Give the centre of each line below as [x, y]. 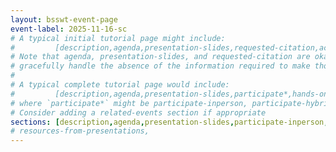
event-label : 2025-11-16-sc [69, 29]
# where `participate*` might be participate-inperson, [129, 103]
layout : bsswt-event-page [64, 19]
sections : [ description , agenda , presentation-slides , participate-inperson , [169, 122]
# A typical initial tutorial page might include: [118, 38]
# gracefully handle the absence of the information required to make [160, 66]
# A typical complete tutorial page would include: [120, 85]
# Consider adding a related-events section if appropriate [138, 112]
